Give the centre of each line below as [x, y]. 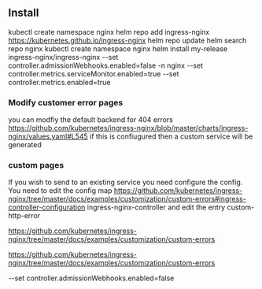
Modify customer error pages [66, 102]
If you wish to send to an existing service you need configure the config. [125, 182]
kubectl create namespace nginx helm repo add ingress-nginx [109, 31]
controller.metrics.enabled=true [59, 82]
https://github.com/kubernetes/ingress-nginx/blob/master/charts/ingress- [128, 128]
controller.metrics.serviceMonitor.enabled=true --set [94, 73]
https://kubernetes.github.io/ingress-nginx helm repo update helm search [127, 40]
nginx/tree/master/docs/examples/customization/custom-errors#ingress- [127, 199]
